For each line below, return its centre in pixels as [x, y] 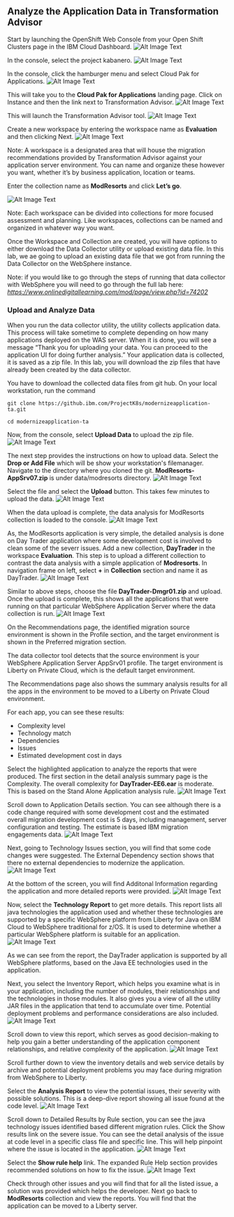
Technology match [44, 733]
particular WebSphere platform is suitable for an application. [94, 934]
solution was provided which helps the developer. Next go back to [102, 1191]
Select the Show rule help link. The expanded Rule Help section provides [112, 1163]
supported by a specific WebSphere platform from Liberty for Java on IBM [114, 920]
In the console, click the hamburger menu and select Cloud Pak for [103, 73]
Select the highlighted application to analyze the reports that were [102, 769]
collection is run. [31, 614]
